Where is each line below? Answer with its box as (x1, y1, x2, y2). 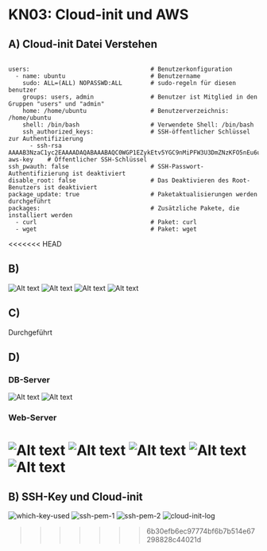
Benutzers (8, 184, 41, 192)
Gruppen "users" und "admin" (8, 100, 105, 108)
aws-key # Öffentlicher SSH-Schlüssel (8, 156, 148, 164)
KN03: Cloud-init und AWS (8, 6, 189, 24)
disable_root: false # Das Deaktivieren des (8, 177, 229, 184)
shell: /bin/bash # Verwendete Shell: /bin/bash (22, 121, 254, 129)
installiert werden (8, 211, 73, 219)
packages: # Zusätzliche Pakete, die (8, 204, 240, 212)
